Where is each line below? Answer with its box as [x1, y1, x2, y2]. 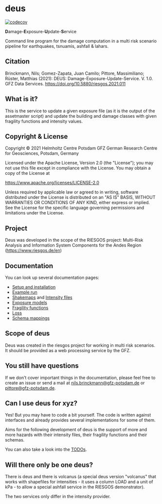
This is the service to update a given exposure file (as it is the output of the [5, 108, 155, 114]
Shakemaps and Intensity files [12, 294, 73, 300]
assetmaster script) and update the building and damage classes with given [5, 113, 157, 119]
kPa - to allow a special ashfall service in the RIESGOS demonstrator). [5, 484, 145, 490]
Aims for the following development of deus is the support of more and [5, 427, 147, 433]
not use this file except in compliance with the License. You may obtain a [5, 165, 151, 171]
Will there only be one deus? [5, 461, 93, 469]
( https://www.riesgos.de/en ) [5, 248, 62, 253]
